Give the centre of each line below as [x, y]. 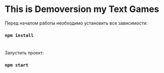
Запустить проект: [24, 53]
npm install [19, 35]
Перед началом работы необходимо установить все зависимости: [76, 23]
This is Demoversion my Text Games [82, 9]
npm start [16, 65]
